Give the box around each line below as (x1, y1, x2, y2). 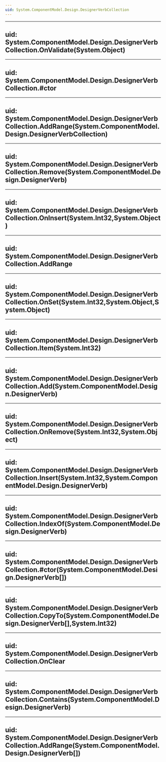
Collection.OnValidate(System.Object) (5, 46, 125, 55)
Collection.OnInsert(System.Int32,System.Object (5, 214, 161, 223)
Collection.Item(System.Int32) (5, 344, 101, 352)
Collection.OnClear (5, 657, 66, 666)
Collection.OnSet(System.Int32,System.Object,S (5, 298, 159, 306)
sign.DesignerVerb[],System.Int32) (5, 619, 117, 627)
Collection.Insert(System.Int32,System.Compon (5, 474, 158, 482)
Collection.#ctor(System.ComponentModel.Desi (5, 565, 158, 574)
